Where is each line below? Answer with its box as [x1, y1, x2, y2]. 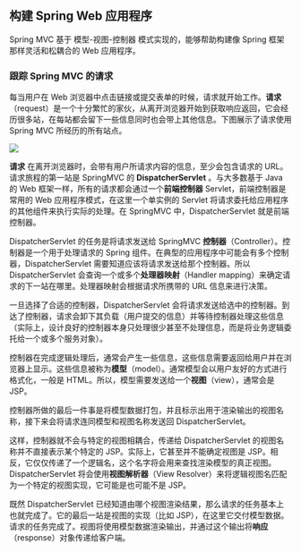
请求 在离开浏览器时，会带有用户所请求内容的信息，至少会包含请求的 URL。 [9, 161, 288, 172]
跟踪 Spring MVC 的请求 [9, 70, 114, 82]
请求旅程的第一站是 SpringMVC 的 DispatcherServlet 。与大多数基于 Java [9, 173, 284, 183]
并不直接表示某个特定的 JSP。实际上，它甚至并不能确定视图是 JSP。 [16, 446, 271, 457]
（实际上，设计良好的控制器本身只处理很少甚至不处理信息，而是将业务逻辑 [9, 322, 284, 333]
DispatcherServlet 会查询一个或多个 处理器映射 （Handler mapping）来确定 [9, 269, 283, 280]
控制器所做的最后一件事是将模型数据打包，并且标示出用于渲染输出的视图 [9, 405, 276, 416]
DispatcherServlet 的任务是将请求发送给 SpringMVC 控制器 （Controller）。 [9, 236, 283, 247]
